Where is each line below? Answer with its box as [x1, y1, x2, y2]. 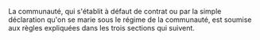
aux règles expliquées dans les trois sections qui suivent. [8, 24, 195, 32]
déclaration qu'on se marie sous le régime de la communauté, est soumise [8, 15, 252, 24]
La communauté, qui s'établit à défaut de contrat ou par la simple [8, 7, 222, 16]
